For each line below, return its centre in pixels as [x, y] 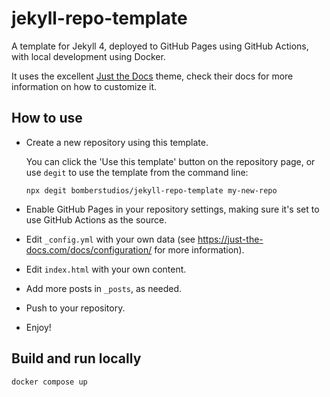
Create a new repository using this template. [117, 142]
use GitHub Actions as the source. [96, 219]
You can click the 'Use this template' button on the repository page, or [170, 161]
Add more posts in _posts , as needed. [104, 288]
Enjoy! [38, 327]
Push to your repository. [75, 308]
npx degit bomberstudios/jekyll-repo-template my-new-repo [151, 190]
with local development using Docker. [88, 56]
